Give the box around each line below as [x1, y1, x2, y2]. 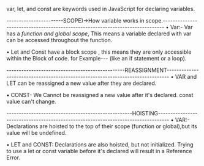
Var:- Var [170, 24, 193, 31]
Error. [6, 154, 20, 161]
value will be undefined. [6, 129, 67, 136]
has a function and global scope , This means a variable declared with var [6, 30, 192, 37]
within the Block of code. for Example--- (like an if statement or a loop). [6, 55, 187, 62]
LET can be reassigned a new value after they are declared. [6, 79, 157, 87]
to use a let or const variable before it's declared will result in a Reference [6, 148, 192, 154]
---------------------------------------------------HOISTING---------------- [6, 110, 198, 117]
